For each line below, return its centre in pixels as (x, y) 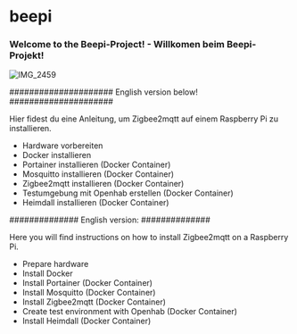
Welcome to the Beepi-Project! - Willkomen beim (117, 45)
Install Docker (47, 273)
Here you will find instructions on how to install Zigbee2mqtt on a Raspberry (149, 238)
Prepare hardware (55, 264)
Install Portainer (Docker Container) (87, 283)
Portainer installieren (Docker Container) (96, 165)
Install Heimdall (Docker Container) (87, 321)
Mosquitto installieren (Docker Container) (98, 174)
